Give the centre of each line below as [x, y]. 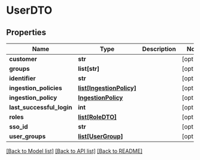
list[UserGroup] [100, 136]
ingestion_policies [36, 88]
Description [159, 49]
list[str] [89, 69]
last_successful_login [41, 107]
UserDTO [29, 10]
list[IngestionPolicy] [107, 88]
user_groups [27, 136]
